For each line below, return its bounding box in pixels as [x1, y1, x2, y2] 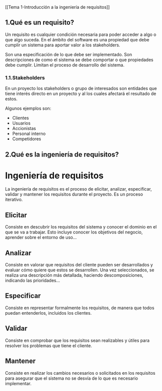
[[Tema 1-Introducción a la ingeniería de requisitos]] [5, 4, 110, 10]
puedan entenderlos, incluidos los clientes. [5, 310, 92, 316]
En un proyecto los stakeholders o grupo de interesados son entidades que [5, 86, 157, 92]
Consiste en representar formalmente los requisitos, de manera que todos [5, 305, 155, 311]
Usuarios [12, 120, 31, 126]
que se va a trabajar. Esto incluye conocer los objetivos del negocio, [5, 229, 143, 235]
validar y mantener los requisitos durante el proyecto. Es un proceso [5, 192, 143, 197]
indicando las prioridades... [5, 278, 60, 284]
